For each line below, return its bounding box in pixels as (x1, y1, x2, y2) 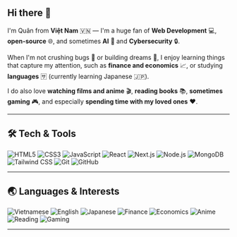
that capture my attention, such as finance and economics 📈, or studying (7, 61, 224, 69)
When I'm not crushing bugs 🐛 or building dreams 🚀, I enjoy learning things (7, 53, 226, 61)
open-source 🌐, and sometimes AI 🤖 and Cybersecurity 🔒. (7, 37, 181, 45)
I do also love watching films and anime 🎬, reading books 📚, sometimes (7, 86, 224, 95)
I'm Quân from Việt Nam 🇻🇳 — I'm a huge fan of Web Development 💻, (7, 26, 217, 35)
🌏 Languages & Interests (7, 186, 120, 197)
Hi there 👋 (7, 7, 51, 19)
